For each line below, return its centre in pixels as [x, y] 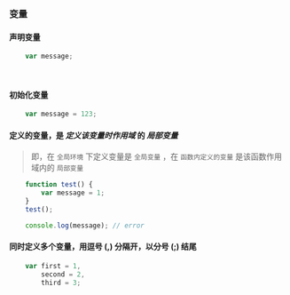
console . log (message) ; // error [85, 225]
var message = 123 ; [61, 114]
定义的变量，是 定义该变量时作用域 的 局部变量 [94, 135]
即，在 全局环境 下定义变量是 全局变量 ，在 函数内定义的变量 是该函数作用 [156, 156]
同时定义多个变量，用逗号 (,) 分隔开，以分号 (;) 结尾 [103, 247]
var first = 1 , [53, 266]
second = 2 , [63, 274]
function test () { [59, 185]
